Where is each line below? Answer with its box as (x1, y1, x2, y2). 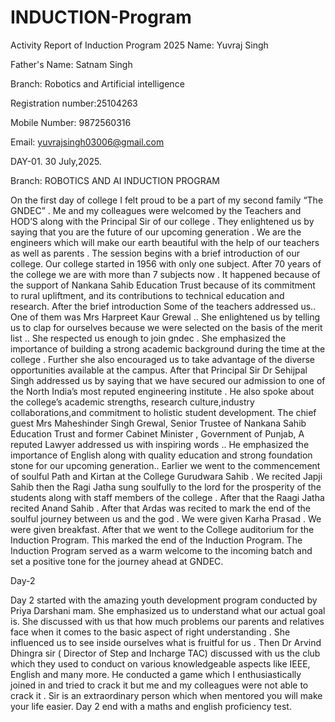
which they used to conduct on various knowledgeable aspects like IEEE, (10, 657, 311, 670)
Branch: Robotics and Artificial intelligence (10, 77, 185, 90)
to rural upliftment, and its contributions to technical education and (10, 289, 285, 301)
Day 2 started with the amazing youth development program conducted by (10, 594, 318, 606)
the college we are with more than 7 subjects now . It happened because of (10, 268, 321, 280)
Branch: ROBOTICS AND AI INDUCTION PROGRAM (10, 174, 220, 186)
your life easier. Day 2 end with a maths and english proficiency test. (10, 700, 292, 712)
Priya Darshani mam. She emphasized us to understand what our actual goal (10, 604, 326, 616)
